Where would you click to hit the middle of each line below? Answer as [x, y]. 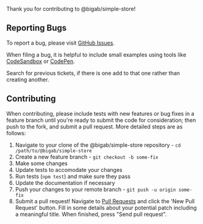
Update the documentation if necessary [65, 182]
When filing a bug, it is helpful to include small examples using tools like [96, 54]
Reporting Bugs [37, 28]
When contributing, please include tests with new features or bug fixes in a [100, 113]
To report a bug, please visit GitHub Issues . [60, 43]
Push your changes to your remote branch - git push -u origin [95, 189]
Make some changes [41, 163]
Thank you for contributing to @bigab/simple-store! [71, 9]
